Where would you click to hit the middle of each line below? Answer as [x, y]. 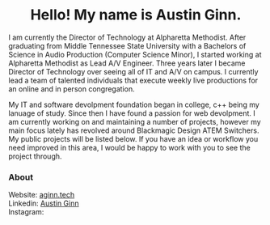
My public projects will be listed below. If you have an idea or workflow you [133, 138]
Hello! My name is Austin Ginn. [136, 15]
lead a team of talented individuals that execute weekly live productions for [133, 80]
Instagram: [26, 212]
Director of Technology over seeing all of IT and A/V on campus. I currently [133, 71]
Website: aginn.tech [42, 195]
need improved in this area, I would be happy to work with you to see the [129, 147]
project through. [35, 156]
